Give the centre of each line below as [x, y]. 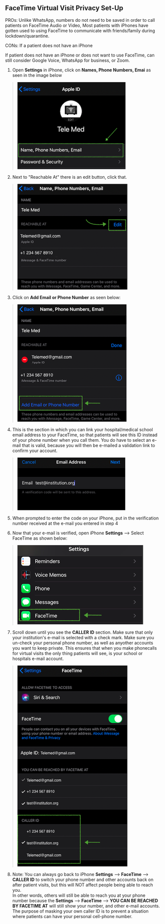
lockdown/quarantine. [27, 36]
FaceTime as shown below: [40, 538]
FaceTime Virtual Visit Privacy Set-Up [64, 8]
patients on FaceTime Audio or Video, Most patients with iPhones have [77, 25]
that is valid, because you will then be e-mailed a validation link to [88, 445]
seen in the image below [37, 75]
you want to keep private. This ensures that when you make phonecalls [84, 648]
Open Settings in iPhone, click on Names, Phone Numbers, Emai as [82, 70]
